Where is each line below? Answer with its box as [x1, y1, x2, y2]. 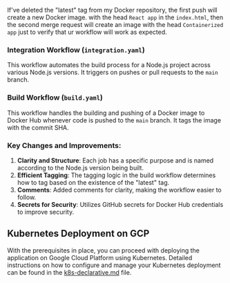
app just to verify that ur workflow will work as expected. [7, 28, 167, 36]
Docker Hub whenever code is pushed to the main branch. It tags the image [7, 116, 222, 124]
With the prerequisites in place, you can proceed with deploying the [7, 246, 200, 255]
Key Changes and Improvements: [7, 140, 122, 150]
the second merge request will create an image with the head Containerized [7, 21, 224, 28]
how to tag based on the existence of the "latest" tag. [17, 178, 170, 186]
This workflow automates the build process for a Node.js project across [7, 61, 211, 69]
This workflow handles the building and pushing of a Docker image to [7, 109, 205, 117]
